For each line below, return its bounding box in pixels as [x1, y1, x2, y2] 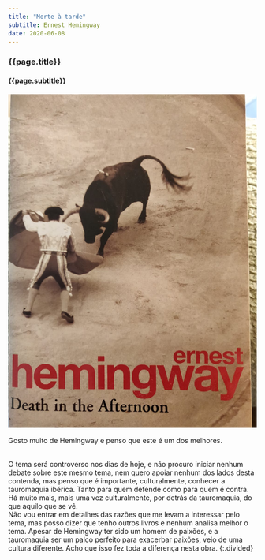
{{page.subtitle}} [8, 76, 66, 85]
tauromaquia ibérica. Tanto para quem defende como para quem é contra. [8, 484, 250, 494]
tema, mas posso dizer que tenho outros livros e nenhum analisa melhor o [8, 517, 248, 528]
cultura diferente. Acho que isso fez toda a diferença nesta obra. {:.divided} [8, 543, 254, 552]
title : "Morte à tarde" [8, 13, 87, 21]
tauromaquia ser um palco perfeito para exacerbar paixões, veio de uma [8, 535, 243, 544]
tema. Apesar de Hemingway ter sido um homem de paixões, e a [8, 526, 218, 536]
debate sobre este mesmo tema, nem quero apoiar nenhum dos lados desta [8, 468, 255, 477]
